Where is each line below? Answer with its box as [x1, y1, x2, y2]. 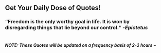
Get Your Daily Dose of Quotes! [5, 4, 101, 12]
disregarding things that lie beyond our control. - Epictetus [5, 24, 148, 31]
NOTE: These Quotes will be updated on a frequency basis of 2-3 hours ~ [5, 42, 157, 48]
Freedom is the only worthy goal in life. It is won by [7, 18, 130, 25]
